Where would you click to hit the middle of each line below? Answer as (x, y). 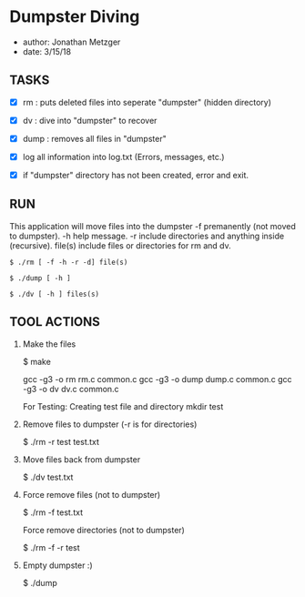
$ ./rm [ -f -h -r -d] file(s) (69, 262)
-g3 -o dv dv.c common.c (71, 389)
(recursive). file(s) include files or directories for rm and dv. (120, 245)
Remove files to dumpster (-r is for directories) (110, 424)
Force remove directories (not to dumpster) (103, 530)
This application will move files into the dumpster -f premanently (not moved (152, 226)
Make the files (49, 344)
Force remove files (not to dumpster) (91, 494)
